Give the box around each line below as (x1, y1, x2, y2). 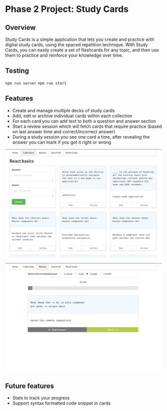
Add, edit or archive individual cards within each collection (12, 113, 133, 119)
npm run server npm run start (5, 81, 67, 85)
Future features (5, 382, 54, 390)
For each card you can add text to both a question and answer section (12, 118, 157, 124)
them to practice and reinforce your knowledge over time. (5, 52, 123, 58)
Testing (5, 67, 29, 75)
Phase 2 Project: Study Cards (5, 3, 129, 15)
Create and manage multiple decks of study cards (12, 107, 115, 113)
